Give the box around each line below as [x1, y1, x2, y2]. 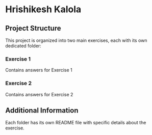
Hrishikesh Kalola [5, 4, 82, 15]
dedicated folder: [5, 43, 42, 49]
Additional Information [5, 106, 79, 115]
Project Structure [5, 24, 61, 33]
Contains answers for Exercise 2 [5, 91, 73, 97]
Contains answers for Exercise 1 [5, 67, 72, 73]
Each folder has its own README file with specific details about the [5, 120, 146, 126]
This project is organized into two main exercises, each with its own [5, 37, 147, 43]
